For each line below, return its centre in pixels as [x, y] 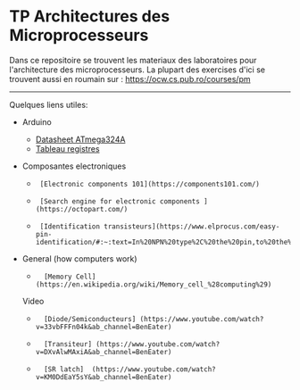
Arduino [37, 121]
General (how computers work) [79, 258]
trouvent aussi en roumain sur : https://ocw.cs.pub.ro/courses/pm [130, 79]
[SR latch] [64, 369]
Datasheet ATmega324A [80, 139]
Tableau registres [67, 148]
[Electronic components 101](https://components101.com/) [150, 184]
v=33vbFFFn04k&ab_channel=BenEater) [104, 327]
